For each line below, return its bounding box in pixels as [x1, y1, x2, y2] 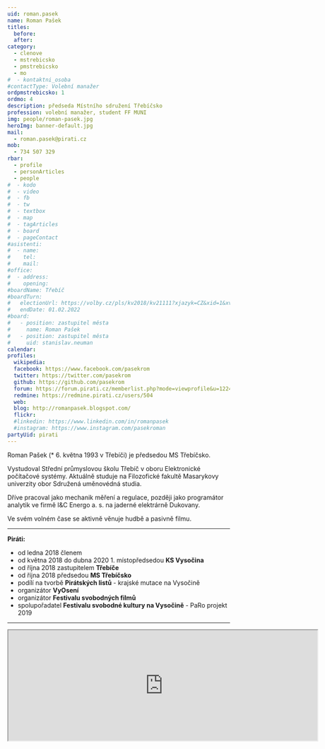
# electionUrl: [7, 300, 59, 307]
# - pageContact [7, 234, 59, 241]
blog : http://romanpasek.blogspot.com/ [13, 405, 131, 412]
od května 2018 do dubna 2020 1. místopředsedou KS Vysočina [17, 556, 204, 564]
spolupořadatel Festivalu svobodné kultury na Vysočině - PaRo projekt [17, 600, 227, 609]
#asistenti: [7, 240, 42, 248]
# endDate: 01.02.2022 [7, 306, 81, 313]
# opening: [7, 280, 49, 287]
